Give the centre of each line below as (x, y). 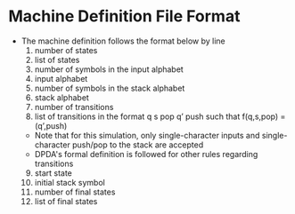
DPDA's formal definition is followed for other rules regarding (146, 154)
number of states (66, 50)
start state (53, 173)
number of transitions (74, 107)
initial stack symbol (70, 182)
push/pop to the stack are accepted (138, 145)
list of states (57, 59)
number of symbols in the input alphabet (109, 69)
